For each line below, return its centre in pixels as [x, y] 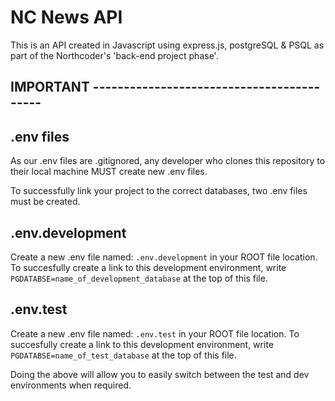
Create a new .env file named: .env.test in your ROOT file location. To [155, 333]
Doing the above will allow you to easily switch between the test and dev [160, 374]
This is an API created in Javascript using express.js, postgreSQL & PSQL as [167, 45]
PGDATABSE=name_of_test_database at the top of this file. [123, 355]
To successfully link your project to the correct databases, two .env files [159, 191]
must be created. [45, 202]
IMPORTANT [50, 87]
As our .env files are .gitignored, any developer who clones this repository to [168, 161]
